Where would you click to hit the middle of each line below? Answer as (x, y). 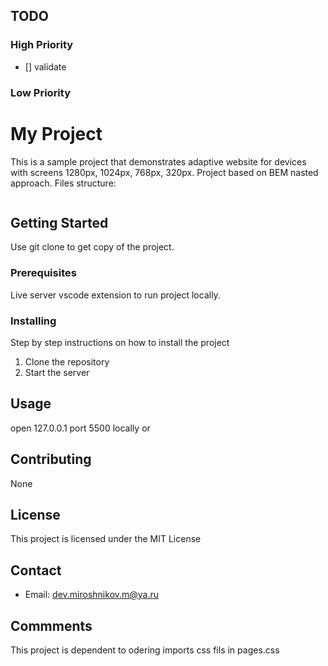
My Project (56, 133)
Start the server (57, 372)
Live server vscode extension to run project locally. (115, 295)
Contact (36, 570)
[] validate (45, 66)
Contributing (51, 459)
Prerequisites (43, 273)
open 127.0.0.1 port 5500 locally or (80, 428)
